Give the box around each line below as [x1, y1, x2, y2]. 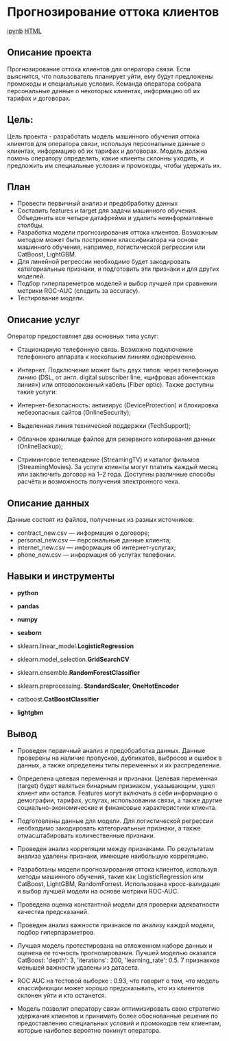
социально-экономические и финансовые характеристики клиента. [16, 803, 217, 811]
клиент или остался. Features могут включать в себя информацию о [16, 789, 218, 797]
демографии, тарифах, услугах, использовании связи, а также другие [16, 796, 223, 804]
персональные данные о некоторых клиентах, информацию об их [7, 86, 200, 95]
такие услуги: [16, 388, 58, 396]
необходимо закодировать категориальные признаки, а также [16, 824, 201, 832]
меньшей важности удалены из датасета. [16, 963, 140, 971]
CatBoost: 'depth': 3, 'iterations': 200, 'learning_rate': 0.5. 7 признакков [16, 956, 220, 964]
